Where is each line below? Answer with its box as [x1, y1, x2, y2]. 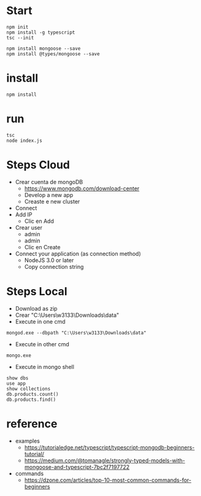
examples [15, 437, 40, 444]
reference [6, 417, 58, 430]
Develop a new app [24, 191, 74, 198]
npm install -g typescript [6, 29, 75, 36]
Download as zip [15, 304, 58, 312]
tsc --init [6, 34, 34, 41]
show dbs [6, 375, 29, 381]
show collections [6, 386, 51, 392]
